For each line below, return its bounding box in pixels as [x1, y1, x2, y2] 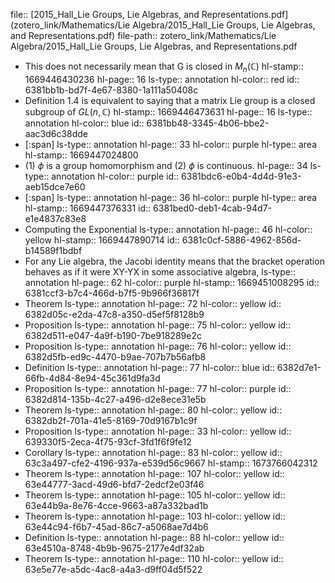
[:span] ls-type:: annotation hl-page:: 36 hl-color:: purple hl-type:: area [24, 191, 318, 203]
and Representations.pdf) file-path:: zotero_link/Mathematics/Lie [10, 30, 277, 41]
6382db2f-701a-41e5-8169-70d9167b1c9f [24, 414, 198, 426]
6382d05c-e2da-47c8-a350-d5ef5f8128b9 [24, 308, 205, 320]
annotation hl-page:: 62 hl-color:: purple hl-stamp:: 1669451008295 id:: [24, 276, 320, 288]
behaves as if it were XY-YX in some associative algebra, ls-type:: [24, 265, 297, 278]
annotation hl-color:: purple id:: [51, 170, 180, 182]
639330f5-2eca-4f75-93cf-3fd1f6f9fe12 [24, 435, 192, 448]
